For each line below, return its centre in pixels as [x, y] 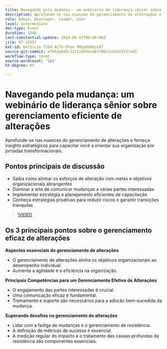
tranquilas [23, 205]
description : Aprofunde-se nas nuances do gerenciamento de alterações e [83, 14]
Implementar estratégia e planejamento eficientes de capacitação [80, 194]
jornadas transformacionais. [34, 151]
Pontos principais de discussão [55, 167]
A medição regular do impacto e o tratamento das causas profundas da [86, 336]
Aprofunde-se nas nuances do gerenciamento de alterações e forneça [78, 140]
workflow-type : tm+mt [28, 56]
